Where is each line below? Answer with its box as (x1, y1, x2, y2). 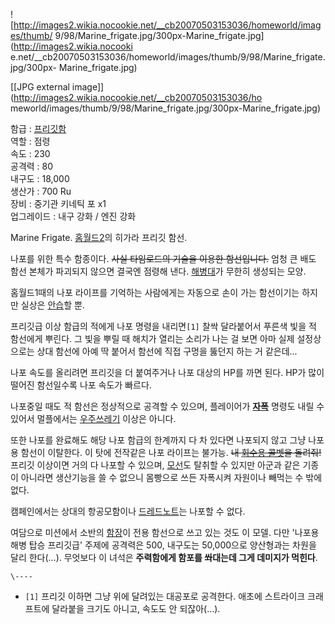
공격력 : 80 (10, 160, 54, 172)
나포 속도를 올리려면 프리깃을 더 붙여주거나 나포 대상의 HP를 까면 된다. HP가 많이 (10, 367, 325, 378)
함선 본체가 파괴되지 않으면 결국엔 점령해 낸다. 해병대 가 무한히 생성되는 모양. (10, 265, 307, 277)
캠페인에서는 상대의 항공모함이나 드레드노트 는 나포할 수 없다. (10, 505, 246, 517)
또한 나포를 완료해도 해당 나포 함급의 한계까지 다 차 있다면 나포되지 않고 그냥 (10, 434, 307, 446)
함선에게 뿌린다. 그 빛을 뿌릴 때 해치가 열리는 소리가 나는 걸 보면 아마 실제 (10, 333, 295, 344)
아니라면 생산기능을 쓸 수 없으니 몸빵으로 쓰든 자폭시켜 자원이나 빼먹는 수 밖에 (20, 472, 323, 483)
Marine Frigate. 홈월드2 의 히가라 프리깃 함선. (10, 232, 188, 243)
